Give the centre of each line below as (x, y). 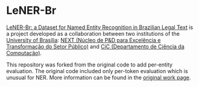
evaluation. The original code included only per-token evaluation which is (97, 71)
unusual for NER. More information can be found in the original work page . (99, 77)
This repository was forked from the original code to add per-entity (90, 65)
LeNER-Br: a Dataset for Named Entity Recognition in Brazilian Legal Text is (100, 27)
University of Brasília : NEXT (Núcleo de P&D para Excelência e (84, 40)
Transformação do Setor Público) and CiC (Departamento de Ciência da (96, 47)
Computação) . (24, 53)
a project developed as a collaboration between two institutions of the (93, 33)
